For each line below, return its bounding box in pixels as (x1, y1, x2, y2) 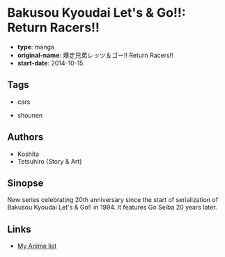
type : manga (17, 42, 54, 51)
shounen (17, 111, 43, 119)
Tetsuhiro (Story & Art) (17, 157, 82, 165)
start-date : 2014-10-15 (17, 59, 84, 67)
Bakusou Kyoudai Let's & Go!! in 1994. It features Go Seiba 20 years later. (7, 203, 217, 212)
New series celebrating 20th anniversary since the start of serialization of (7, 196, 218, 204)
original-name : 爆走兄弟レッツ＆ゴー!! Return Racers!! (17, 51, 173, 59)
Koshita (17, 150, 40, 158)
